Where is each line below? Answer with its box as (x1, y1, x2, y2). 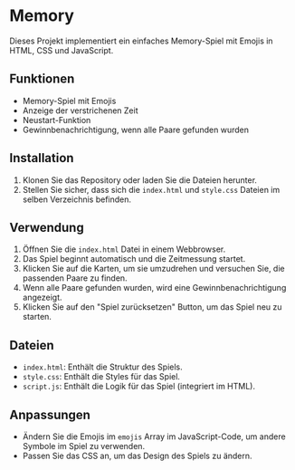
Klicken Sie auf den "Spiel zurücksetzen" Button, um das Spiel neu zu (22, 302, 282, 312)
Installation (9, 150, 74, 166)
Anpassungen (9, 407, 90, 422)
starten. (22, 312, 52, 322)
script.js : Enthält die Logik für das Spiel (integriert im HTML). (22, 381, 256, 392)
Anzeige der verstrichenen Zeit (22, 105, 138, 116)
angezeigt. (22, 292, 62, 303)
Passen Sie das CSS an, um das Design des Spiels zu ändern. (22, 450, 252, 461)
